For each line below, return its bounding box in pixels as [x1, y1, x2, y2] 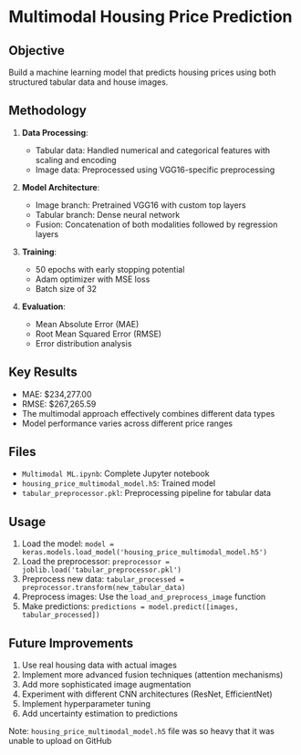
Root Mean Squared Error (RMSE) [35, 328, 161, 339]
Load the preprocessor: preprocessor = [21, 556, 171, 567]
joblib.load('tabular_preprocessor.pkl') [21, 565, 182, 575]
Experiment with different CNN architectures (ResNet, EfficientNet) [21, 688, 273, 699]
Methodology [8, 103, 88, 119]
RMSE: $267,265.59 [21, 398, 97, 409]
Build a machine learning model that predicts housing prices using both [8, 67, 276, 78]
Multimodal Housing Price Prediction [8, 6, 293, 27]
